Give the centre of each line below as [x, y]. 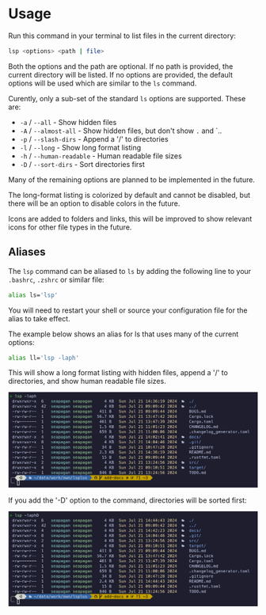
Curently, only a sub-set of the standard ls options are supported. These [127, 98]
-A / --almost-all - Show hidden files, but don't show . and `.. [121, 131]
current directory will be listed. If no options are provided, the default [121, 74]
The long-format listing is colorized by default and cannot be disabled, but [129, 195]
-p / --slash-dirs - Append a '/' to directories [94, 139]
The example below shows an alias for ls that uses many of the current [123, 334]
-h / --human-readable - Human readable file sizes [101, 156]
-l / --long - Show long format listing [80, 147]
